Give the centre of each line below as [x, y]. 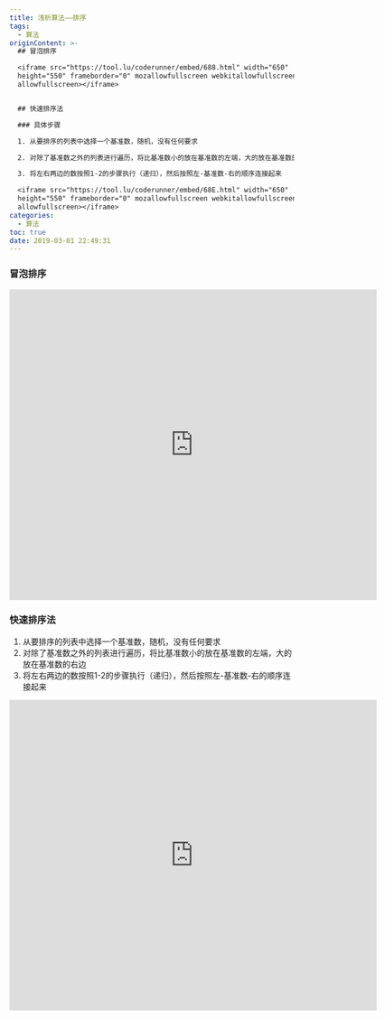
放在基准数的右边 [54, 664]
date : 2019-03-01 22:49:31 [60, 240]
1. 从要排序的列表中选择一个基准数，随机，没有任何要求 [108, 141]
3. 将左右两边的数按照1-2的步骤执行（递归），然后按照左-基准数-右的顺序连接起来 [150, 174]
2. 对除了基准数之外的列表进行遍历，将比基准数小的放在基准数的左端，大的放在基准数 [155, 158]
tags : [19, 26]
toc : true [28, 232]
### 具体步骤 [39, 125]
